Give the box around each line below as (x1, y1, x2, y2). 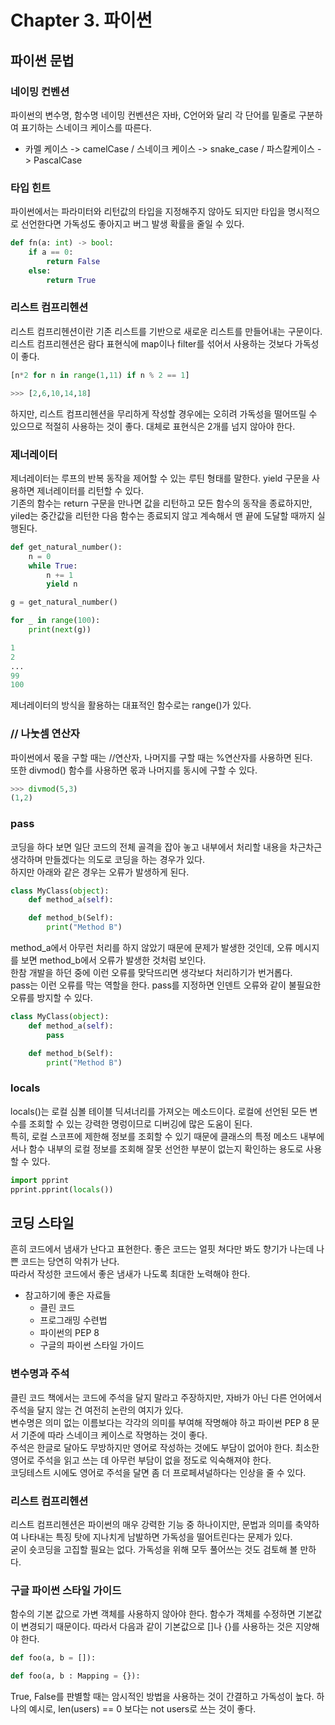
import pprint (10, 1175, 70, 1185)
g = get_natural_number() (10, 597, 118, 608)
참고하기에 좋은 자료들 (24, 1289, 112, 1301)
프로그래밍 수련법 (39, 1314, 108, 1326)
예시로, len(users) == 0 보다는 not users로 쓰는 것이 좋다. (28, 1702, 257, 1715)
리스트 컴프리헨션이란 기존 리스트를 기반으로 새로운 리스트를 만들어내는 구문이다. (10, 325, 323, 337)
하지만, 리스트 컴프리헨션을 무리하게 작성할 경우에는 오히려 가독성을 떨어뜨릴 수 (10, 407, 318, 420)
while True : (28, 561, 78, 571)
